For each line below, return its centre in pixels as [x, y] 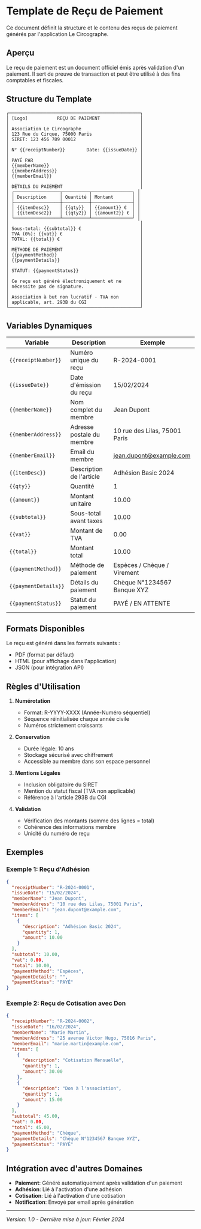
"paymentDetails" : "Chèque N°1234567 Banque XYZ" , [76, 1139]
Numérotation [33, 701]
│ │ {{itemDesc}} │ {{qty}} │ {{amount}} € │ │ [73, 208]
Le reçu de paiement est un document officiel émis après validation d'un [95, 67]
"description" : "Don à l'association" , [71, 1088]
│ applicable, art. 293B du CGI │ [75, 302]
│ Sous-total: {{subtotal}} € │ [75, 229]
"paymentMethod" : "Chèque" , [47, 1133]
